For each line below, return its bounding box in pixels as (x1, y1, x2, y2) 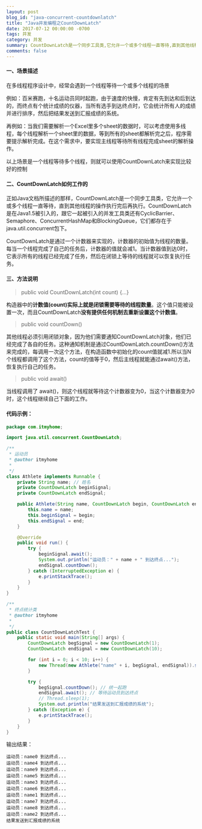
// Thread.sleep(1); (38, 695, 90, 701)
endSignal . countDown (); (38, 562, 98, 569)
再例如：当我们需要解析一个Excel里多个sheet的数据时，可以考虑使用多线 (6, 122, 186, 129)
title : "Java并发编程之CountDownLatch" (6, 20, 102, 26)
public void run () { (17, 540, 69, 546)
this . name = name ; (28, 507, 74, 513)
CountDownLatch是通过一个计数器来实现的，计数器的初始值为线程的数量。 (6, 238, 192, 245)
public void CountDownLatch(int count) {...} (20, 289, 129, 296)
